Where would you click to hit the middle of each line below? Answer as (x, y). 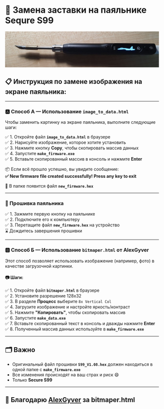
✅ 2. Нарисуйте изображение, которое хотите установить (65, 142)
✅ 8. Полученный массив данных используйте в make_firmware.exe (75, 329)
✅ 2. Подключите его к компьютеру (42, 219)
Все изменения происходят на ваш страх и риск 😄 (65, 375)
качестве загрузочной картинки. (39, 266)
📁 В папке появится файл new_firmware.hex (49, 186)
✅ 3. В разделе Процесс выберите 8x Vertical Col (58, 301)
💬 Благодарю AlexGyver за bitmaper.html (70, 400)
